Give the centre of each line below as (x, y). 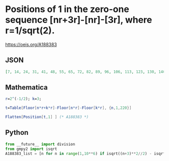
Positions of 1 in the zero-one (67, 9)
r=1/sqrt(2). (30, 31)
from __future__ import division (40, 144)
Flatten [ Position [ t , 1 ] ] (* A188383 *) (47, 117)
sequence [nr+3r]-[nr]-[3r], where (79, 20)
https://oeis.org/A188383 (31, 44)
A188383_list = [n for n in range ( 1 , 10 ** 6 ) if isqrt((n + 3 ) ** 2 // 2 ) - (78, 153)
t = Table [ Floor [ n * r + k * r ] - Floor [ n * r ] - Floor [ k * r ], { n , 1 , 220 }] (68, 108)
